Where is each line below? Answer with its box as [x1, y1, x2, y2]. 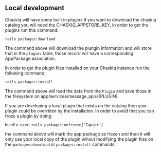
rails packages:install [5, 79, 54, 84]
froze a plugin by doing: [5, 113, 53, 119]
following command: [5, 70, 46, 76]
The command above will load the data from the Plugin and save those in [5, 88, 152, 94]
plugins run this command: [5, 27, 58, 33]
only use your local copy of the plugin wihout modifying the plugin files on [5, 136, 154, 142]
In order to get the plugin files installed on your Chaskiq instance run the [5, 65, 150, 71]
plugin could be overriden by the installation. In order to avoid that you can [5, 108, 155, 114]
